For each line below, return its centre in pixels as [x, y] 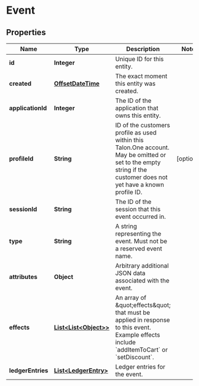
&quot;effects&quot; [143, 305]
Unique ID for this [139, 59]
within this [129, 140]
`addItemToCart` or [142, 350]
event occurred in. [141, 216]
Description [143, 49]
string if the [131, 170]
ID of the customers [143, 125]
